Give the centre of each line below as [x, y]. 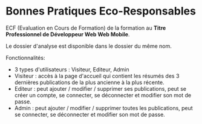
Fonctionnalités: [25, 57]
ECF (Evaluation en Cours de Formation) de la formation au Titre [86, 28]
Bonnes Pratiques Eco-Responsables [101, 11]
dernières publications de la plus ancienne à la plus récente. [89, 82]
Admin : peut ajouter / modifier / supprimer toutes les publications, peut [103, 108]
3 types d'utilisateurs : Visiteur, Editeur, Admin [72, 69]
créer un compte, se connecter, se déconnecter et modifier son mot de [103, 95]
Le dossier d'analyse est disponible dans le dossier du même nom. [89, 46]
